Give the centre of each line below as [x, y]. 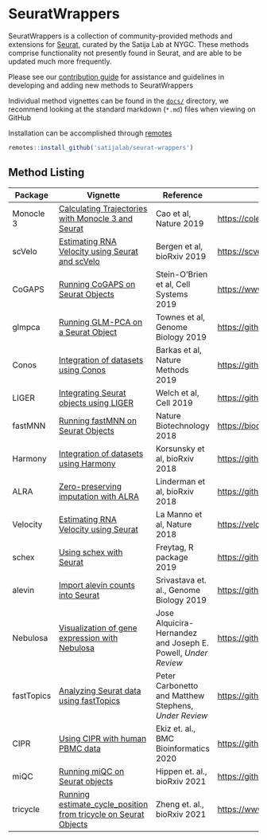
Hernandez [176, 633]
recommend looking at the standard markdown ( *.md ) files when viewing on [132, 109]
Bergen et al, [179, 246]
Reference [182, 194]
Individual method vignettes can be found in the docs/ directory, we [118, 100]
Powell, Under [182, 653]
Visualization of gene [98, 628]
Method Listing [46, 173]
